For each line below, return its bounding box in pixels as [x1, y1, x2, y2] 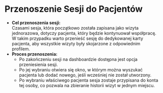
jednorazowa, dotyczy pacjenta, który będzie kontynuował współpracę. [11, 30, 157, 36]
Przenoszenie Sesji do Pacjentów [4, 3, 143, 15]
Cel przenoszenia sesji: [11, 20, 61, 26]
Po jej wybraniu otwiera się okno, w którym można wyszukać [19, 66, 143, 72]
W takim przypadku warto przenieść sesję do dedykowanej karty [11, 35, 143, 41]
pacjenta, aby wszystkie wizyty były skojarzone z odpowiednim [11, 40, 140, 46]
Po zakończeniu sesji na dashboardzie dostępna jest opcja [19, 56, 138, 62]
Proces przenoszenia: [11, 51, 57, 57]
